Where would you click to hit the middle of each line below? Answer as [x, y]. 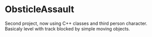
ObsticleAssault [40, 9]
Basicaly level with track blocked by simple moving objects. [67, 28]
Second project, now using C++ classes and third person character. [76, 23]
